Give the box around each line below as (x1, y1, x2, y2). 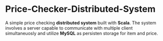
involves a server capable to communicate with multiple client (5, 25, 133, 31)
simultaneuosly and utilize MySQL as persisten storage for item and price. (5, 30, 158, 36)
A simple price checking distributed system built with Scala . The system (5, 20, 156, 26)
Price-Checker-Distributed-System (5, 3, 156, 15)
